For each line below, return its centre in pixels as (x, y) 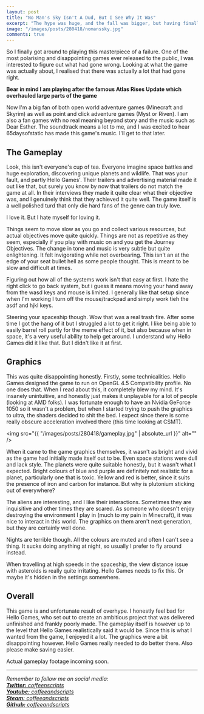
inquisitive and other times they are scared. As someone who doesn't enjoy (100, 508)
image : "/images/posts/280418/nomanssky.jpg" (65, 29)
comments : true (25, 35)
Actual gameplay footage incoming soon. (58, 661)
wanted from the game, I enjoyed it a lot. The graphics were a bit (87, 636)
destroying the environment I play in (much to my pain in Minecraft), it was (99, 515)
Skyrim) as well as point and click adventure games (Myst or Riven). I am (97, 114)
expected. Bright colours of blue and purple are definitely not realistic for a (100, 471)
